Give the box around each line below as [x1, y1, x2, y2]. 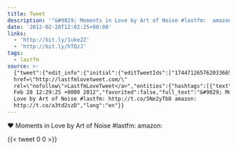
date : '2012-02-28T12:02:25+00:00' [7, 23, 112, 30]
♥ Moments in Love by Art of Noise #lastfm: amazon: [7, 121, 163, 130]
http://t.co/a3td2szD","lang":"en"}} [13, 102, 125, 109]
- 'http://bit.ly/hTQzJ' [13, 43, 87, 50]
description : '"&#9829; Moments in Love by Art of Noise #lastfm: [7, 17, 207, 24]
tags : [7, 50, 23, 57]
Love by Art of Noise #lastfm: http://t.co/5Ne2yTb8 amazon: [13, 96, 197, 103]
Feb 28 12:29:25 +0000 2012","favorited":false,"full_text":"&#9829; [13, 89, 222, 96]
